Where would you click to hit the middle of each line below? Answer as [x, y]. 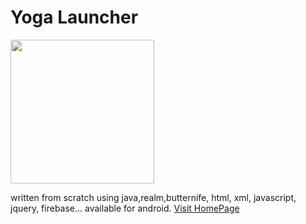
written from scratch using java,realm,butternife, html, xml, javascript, [153, 197]
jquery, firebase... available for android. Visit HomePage [125, 208]
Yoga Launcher [74, 17]
